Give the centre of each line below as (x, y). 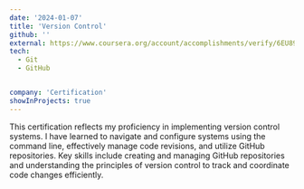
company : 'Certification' (58, 92)
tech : (19, 52)
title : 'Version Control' (58, 26)
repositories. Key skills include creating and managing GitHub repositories (147, 156)
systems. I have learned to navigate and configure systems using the (138, 136)
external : (28, 43)
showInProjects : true (50, 100)
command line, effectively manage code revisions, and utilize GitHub (137, 146)
